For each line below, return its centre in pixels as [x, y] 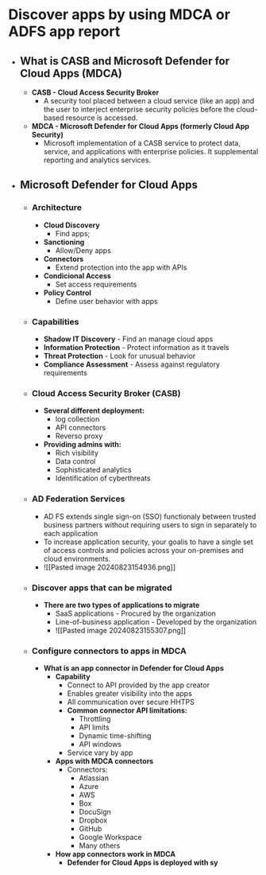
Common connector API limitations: [127, 710]
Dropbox [93, 820]
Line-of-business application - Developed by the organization [156, 621]
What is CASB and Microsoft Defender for [125, 61]
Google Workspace [110, 838]
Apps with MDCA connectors [104, 761]
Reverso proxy [79, 436]
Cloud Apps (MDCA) [71, 73]
